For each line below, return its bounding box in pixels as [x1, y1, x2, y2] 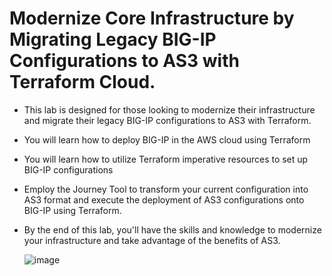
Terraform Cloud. [9, 71, 156, 94]
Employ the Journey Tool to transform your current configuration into [23, 183, 309, 195]
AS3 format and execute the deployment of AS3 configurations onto [23, 193, 305, 206]
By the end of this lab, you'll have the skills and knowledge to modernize [23, 223, 322, 236]
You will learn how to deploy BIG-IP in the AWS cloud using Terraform [23, 133, 311, 146]
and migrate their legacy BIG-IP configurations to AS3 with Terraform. [23, 114, 312, 126]
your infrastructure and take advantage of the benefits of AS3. [23, 234, 281, 246]
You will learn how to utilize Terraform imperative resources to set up [23, 153, 309, 165]
